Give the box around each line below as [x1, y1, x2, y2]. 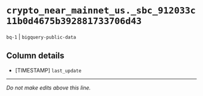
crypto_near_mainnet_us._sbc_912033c [6, 5, 196, 16]
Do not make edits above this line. [6, 84, 91, 91]
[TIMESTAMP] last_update [14, 66, 82, 74]
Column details [6, 51, 65, 61]
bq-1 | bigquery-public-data [6, 33, 77, 40]
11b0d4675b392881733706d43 [6, 16, 142, 27]
